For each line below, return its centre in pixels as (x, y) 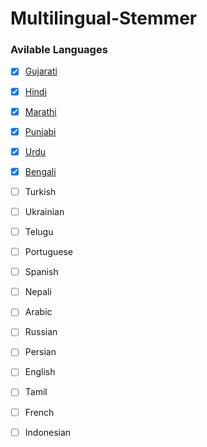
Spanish (41, 272)
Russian (41, 332)
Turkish (40, 191)
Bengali (40, 171)
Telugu (39, 231)
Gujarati (41, 71)
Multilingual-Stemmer (104, 18)
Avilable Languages (59, 50)
